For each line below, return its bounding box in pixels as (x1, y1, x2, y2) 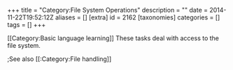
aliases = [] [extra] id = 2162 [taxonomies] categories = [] (55, 13, 220, 21)
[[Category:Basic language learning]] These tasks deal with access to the (7, 34, 219, 42)
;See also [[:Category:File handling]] (7, 55, 112, 63)
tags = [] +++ (7, 21, 46, 28)
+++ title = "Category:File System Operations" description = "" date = (7, 6, 209, 14)
